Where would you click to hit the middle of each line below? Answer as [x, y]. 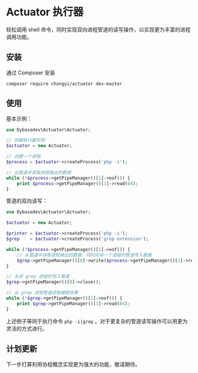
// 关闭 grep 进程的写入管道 [38, 277]
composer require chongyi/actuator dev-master [64, 84]
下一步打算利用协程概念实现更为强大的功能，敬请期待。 [73, 364]
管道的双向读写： [27, 201]
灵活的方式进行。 [27, 328]
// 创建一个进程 [23, 157]
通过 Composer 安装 [31, 72]
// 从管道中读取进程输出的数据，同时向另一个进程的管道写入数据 [84, 255]
